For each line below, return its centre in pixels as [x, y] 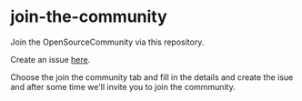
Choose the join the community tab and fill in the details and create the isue [152, 77]
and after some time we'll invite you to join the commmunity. [123, 86]
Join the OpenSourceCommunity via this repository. [107, 42]
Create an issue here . [50, 59]
